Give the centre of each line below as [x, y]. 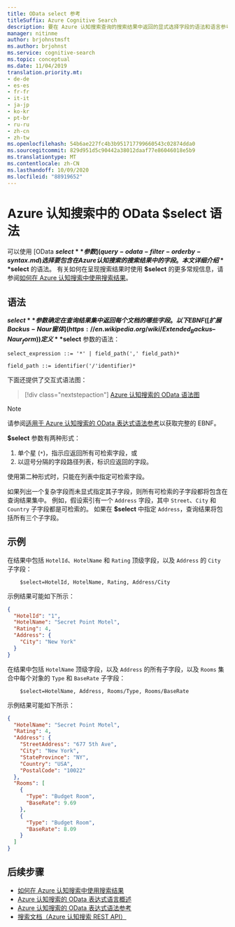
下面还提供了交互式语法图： [47, 380]
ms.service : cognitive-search [51, 53]
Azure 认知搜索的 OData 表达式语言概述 [74, 899]
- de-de [19, 79]
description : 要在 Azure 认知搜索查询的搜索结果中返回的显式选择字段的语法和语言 [114, 27]
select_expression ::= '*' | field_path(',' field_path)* [93, 353]
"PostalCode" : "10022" [53, 770]
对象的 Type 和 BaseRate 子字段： [78, 678]
